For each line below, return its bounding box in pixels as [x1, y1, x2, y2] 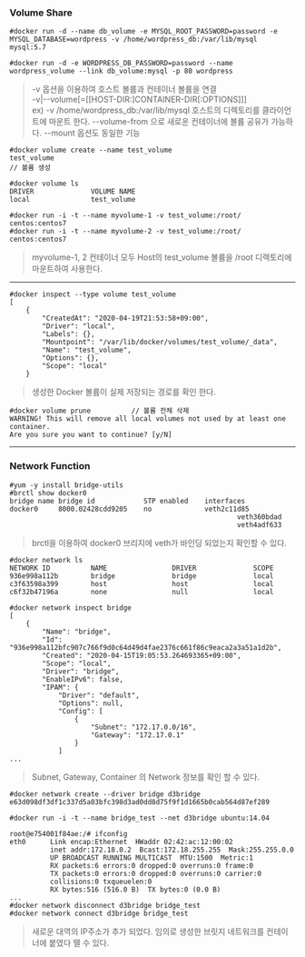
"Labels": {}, [42, 330, 95, 339]
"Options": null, [57, 698, 124, 708]
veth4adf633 [236, 520, 282, 529]
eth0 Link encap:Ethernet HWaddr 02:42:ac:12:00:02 [9, 837, 233, 846]
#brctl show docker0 [9, 488, 88, 497]
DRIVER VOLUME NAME [9, 187, 136, 196]
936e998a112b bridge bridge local [9, 571, 274, 581]
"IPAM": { [42, 683, 79, 692]
